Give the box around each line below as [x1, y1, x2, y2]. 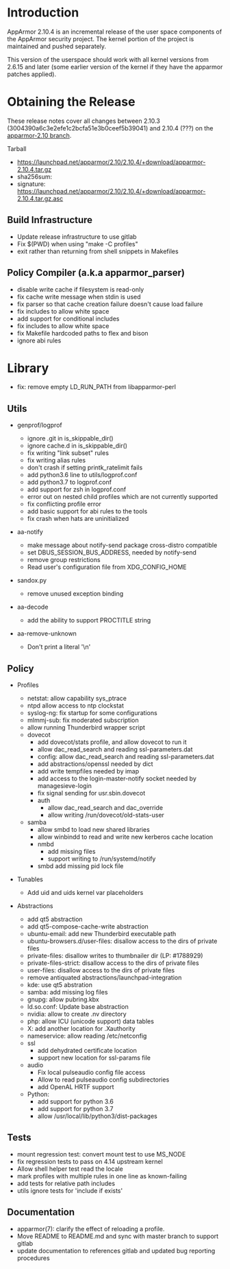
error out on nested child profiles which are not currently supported [27, 493, 218, 501]
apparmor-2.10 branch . [7, 131, 72, 139]
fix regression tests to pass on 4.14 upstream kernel [16, 1157, 163, 1165]
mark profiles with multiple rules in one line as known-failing [16, 1172, 187, 1180]
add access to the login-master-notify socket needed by [37, 774, 197, 783]
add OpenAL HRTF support [37, 1083, 114, 1091]
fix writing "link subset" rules [27, 449, 110, 457]
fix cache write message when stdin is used [16, 292, 142, 301]
